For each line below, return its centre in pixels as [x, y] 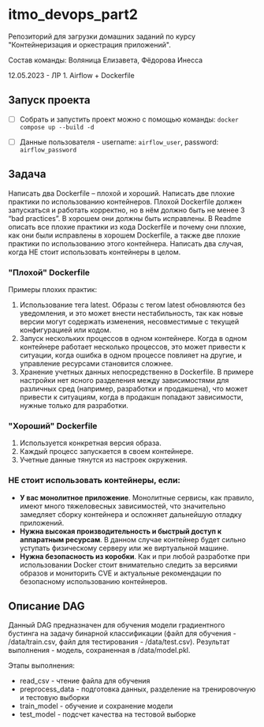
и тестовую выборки [54, 698]
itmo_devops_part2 [73, 15]
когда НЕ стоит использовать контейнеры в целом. [95, 252]
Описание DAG [46, 606]
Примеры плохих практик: [52, 289]
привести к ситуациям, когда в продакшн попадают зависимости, [131, 397]
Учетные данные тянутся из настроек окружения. [103, 460]
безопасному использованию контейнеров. [93, 581]
